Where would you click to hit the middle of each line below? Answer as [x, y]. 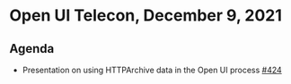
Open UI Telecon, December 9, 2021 [146, 16]
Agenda [32, 49]
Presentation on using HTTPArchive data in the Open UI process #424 [152, 70]
